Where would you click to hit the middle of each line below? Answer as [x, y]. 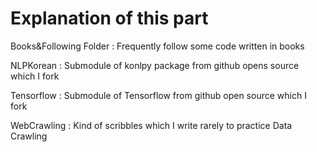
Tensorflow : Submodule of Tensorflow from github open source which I [158, 95]
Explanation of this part [109, 18]
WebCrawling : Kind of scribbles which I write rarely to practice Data [151, 125]
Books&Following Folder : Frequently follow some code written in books [157, 46]
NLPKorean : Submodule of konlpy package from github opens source [155, 65]
